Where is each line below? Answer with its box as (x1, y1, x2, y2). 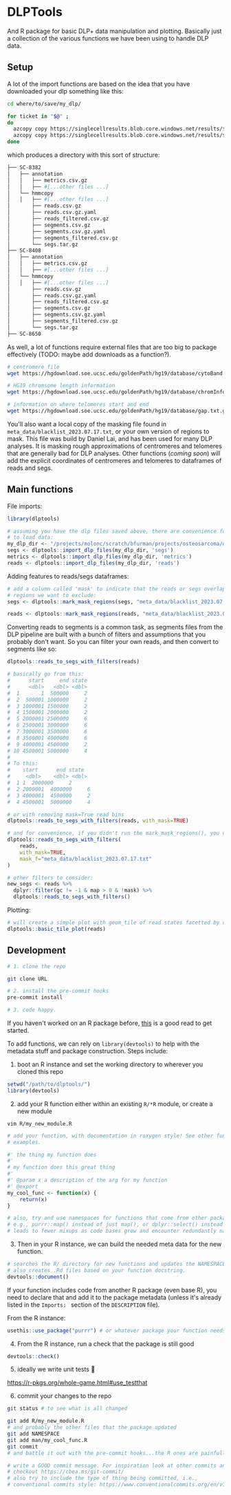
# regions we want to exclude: (7, 592, 97, 599)
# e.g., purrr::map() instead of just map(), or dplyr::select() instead (7, 1221, 223, 1228)
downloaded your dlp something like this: (7, 87, 124, 95)
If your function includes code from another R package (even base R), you (7, 1286, 217, 1294)
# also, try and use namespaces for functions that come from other (7, 1215, 208, 1222)
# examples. (7, 1139, 41, 1146)
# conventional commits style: (7, 1481, 97, 1488)
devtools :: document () (7, 1273, 69, 1280)
